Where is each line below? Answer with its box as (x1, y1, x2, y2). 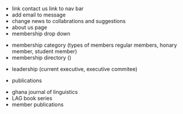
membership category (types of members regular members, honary (11, 41, 178, 48)
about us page (11, 24, 47, 31)
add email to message (11, 11, 66, 18)
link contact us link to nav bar (11, 5, 84, 12)
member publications (11, 101, 64, 108)
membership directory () (11, 54, 72, 61)
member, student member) (11, 48, 78, 55)
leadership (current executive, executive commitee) (11, 66, 138, 73)
